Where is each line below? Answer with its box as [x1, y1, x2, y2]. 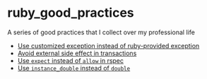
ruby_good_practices [7, 5, 134, 21]
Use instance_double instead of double [17, 64, 131, 72]
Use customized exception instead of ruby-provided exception [17, 41, 200, 50]
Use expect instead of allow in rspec [17, 56, 124, 64]
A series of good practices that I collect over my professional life [7, 28, 196, 36]
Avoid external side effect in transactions [17, 49, 137, 57]
